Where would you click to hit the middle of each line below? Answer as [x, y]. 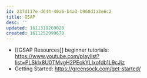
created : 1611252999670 [35, 33]
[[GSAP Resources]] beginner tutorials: [62, 50]
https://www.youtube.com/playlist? [57, 56]
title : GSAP [21, 17]
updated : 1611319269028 [35, 28]
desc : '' [17, 22]
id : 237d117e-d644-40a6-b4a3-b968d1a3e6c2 [59, 11]
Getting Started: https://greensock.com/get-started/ [78, 69]
